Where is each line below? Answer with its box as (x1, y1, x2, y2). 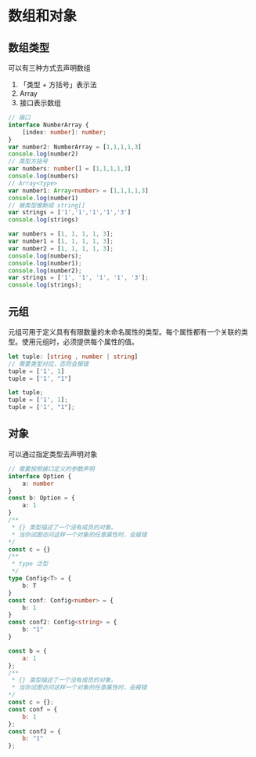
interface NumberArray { (8, 121, 89, 129)
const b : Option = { (8, 494, 76, 503)
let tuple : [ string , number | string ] (8, 353, 139, 360)
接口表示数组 (19, 98, 61, 107)
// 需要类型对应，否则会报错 (8, 360, 89, 368)
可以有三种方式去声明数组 (8, 64, 91, 72)
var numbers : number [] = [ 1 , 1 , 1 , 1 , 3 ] (8, 165, 132, 173)
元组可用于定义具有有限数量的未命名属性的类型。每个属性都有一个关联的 (8, 327, 241, 336)
